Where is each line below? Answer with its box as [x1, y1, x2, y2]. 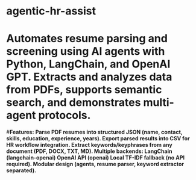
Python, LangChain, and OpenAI [6, 57, 171, 71]
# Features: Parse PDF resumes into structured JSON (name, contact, [6, 128, 183, 136]
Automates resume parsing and [6, 32, 168, 46]
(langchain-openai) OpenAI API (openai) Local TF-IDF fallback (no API [6, 154, 185, 161]
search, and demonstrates [6, 96, 141, 110]
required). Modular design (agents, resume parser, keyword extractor [6, 161, 184, 168]
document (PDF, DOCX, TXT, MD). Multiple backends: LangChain [6, 147, 172, 155]
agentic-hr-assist [6, 4, 96, 18]
